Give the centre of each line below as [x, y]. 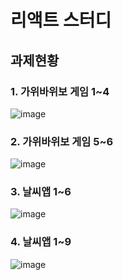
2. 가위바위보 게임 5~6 [62, 141]
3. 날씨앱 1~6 [41, 192]
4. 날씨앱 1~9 [41, 242]
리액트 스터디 [61, 20]
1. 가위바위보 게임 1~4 [60, 91]
